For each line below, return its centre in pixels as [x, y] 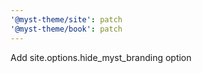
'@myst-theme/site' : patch [66, 19]
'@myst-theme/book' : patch [66, 29]
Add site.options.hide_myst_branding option [101, 57]
